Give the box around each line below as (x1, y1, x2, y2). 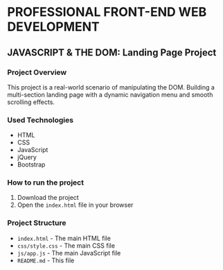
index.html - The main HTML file (17, 234, 111, 242)
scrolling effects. (7, 98, 55, 106)
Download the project (17, 194, 80, 202)
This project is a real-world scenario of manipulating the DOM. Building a (7, 83, 215, 91)
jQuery (17, 153, 37, 162)
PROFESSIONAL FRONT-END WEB (7, 4, 207, 20)
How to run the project (7, 178, 84, 187)
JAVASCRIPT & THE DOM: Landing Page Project (7, 47, 217, 58)
